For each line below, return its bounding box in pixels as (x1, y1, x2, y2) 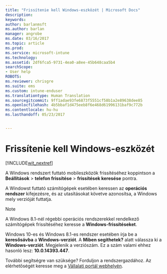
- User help (5, 70, 31, 75)
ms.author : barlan (5, 27, 44, 32)
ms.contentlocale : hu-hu (5, 107, 58, 112)
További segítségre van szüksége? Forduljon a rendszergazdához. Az (5, 257, 152, 263)
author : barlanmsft (5, 21, 47, 27)
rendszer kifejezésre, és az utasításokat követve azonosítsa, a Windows (5, 190, 157, 197)
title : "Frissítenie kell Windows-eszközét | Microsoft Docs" (5, 7, 140, 13)
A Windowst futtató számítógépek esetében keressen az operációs (5, 185, 147, 191)
